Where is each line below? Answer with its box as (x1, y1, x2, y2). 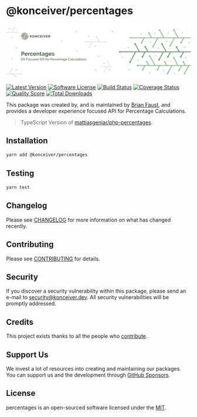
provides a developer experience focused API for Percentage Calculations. (6, 107, 186, 114)
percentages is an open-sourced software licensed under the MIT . (6, 404, 167, 411)
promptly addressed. (6, 300, 57, 307)
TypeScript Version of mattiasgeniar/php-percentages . (20, 118, 153, 126)
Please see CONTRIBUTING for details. (6, 255, 101, 262)
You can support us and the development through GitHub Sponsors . (6, 371, 171, 379)
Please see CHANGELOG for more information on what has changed (6, 216, 171, 223)
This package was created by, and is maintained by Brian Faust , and (6, 101, 171, 108)
